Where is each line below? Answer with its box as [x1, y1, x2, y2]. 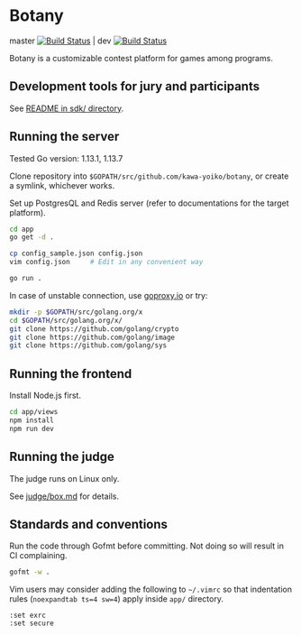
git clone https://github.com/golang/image [9, 333, 176, 342]
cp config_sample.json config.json [9, 249, 143, 258]
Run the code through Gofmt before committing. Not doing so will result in [9, 540, 284, 551]
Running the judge [9, 449, 115, 465]
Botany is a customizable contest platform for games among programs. [9, 52, 273, 63]
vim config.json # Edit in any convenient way [9, 258, 204, 267]
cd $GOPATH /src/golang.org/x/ [9, 316, 123, 325]
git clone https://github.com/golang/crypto [9, 324, 179, 334]
